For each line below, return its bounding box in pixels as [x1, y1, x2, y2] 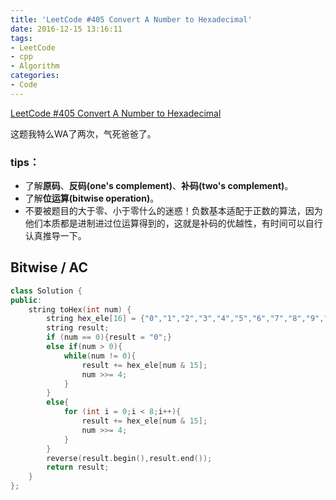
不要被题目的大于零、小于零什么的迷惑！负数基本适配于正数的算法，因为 [24, 205, 323, 217]
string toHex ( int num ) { [28, 304, 132, 315]
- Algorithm [10, 61, 60, 71]
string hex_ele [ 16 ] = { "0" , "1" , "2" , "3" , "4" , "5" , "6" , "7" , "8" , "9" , [46, 314, 325, 324]
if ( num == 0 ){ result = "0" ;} [46, 332, 172, 343]
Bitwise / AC [10, 259, 88, 276]
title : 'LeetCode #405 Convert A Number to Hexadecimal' [10, 14, 253, 25]
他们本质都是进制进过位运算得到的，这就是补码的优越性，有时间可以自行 [24, 217, 323, 230]
